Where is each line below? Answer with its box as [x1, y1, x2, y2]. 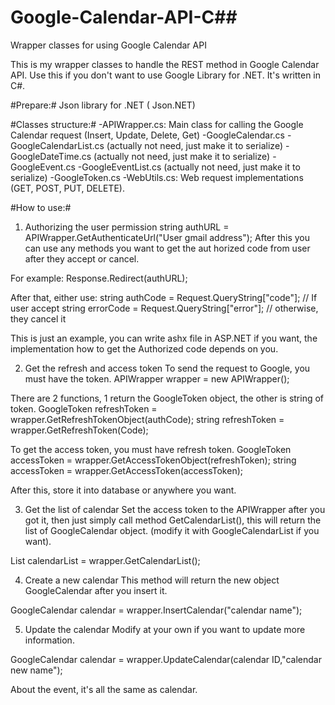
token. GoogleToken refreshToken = [10, 402, 158, 415]
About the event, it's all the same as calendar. [10, 683, 198, 695]
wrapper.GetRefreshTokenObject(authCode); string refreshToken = [10, 413, 285, 425]
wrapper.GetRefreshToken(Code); [10, 424, 149, 436]
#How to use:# [10, 201, 72, 213]
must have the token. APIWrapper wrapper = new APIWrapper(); [24, 372, 290, 385]
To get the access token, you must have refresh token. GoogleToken [10, 443, 292, 455]
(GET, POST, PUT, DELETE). [10, 182, 125, 194]
